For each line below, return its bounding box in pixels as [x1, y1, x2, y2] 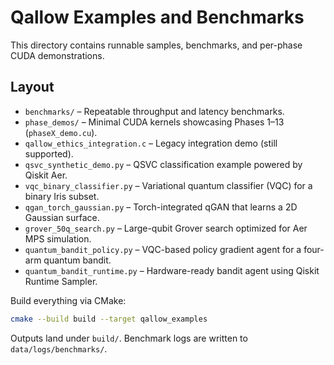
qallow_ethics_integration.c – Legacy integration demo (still [24, 137, 278, 149]
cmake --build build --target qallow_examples [10, 314, 208, 324]
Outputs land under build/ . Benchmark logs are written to [10, 332, 248, 344]
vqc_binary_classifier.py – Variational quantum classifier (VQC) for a [24, 179, 313, 191]
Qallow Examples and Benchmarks [10, 6, 305, 29]
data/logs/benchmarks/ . [10, 342, 108, 355]
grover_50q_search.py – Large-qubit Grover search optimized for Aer [24, 222, 308, 234]
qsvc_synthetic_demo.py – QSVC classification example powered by [24, 158, 303, 170]
